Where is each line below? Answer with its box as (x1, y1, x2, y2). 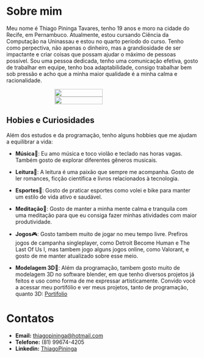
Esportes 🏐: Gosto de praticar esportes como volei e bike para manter (15, 186, 191, 194)
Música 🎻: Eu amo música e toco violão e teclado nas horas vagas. (15, 150, 183, 157)
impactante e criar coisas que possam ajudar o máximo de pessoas (6, 50, 176, 58)
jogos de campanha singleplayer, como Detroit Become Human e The (15, 239, 191, 246)
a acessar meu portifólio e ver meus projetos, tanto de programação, (15, 283, 189, 291)
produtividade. (15, 218, 53, 225)
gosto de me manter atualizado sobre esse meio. (15, 252, 139, 259)
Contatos (6, 311, 54, 326)
